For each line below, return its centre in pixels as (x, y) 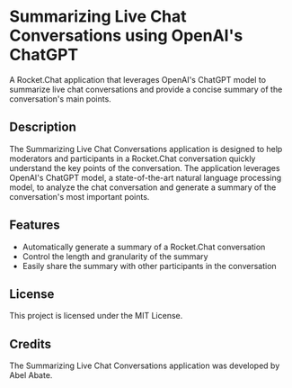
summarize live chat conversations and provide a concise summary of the (146, 89)
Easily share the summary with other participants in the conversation (149, 266)
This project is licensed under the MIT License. (96, 316)
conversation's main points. (61, 99)
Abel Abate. (31, 375)
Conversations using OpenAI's (126, 36)
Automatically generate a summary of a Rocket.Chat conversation (144, 247)
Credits (31, 344)
